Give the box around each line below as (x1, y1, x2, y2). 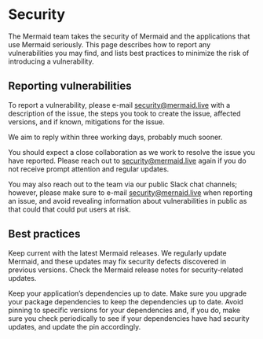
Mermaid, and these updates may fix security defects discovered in (8, 256, 226, 266)
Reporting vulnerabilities (8, 79, 132, 93)
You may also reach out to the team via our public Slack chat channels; (8, 179, 238, 189)
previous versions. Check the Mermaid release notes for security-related (8, 265, 243, 275)
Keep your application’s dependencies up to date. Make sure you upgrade (8, 289, 247, 298)
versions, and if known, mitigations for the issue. (8, 116, 165, 127)
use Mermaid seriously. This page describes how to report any (8, 39, 211, 49)
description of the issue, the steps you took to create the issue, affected (8, 109, 241, 118)
